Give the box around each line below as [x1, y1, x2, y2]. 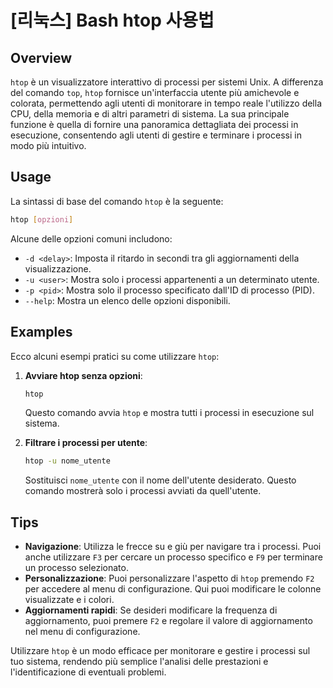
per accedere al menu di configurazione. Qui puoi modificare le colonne [24, 583, 322, 595]
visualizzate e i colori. [24, 594, 115, 606]
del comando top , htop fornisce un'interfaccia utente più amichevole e [10, 87, 300, 98]
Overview [10, 49, 73, 66]
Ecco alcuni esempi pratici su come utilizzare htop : [10, 350, 220, 362]
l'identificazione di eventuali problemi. [10, 666, 167, 678]
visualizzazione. [24, 262, 92, 275]
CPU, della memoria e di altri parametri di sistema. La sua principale [10, 108, 290, 120]
